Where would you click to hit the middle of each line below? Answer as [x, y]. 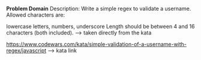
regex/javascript [26, 50]
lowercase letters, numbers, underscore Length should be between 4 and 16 [100, 26]
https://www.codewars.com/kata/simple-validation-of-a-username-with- [97, 44]
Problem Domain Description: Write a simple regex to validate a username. [99, 9]
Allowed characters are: [36, 15]
